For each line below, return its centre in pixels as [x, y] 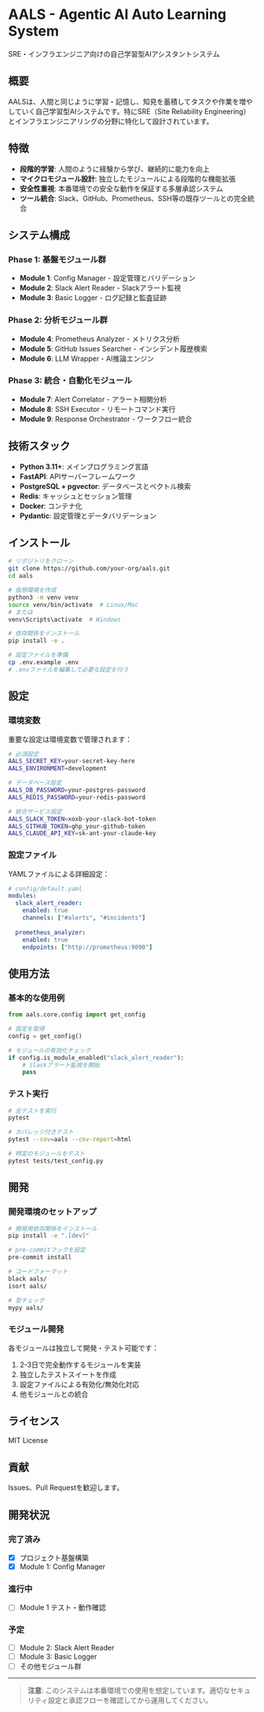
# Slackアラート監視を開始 [61, 1065]
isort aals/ [27, 1286]
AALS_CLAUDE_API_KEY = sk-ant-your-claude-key [82, 834]
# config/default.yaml [45, 889]
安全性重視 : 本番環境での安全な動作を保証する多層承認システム [121, 188]
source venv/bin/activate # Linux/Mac [73, 604]
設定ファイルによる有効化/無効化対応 [79, 1384]
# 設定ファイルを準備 [38, 655]
